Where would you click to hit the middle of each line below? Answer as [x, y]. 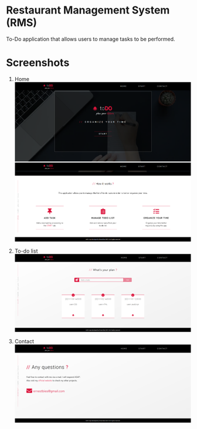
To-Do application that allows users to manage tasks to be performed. [91, 39]
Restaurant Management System [88, 10]
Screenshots [38, 63]
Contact [24, 341]
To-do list [26, 251]
